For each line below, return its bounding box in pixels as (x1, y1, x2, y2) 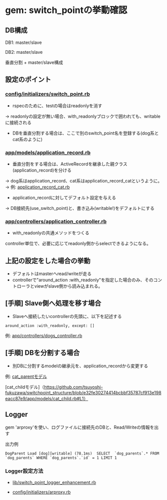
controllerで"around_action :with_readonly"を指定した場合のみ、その (12, 277, 154, 283)
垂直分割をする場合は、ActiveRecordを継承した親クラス (12, 161, 128, 167)
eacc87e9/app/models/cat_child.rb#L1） (5, 395, 88, 401)
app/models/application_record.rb (5, 149, 91, 156)
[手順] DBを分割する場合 (5, 348, 80, 357)
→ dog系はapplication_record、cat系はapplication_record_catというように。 (5, 177, 163, 183)
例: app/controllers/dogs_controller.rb (5, 333, 82, 338)
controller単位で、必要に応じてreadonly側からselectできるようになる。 (5, 240, 151, 247)
